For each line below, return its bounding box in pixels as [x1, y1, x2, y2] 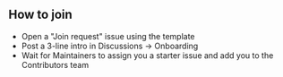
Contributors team [21, 59, 90, 70]
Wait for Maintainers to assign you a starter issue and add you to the [21, 49, 274, 61]
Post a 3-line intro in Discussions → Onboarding [21, 40, 199, 51]
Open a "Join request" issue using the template [21, 30, 195, 41]
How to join [8, 7, 73, 22]
